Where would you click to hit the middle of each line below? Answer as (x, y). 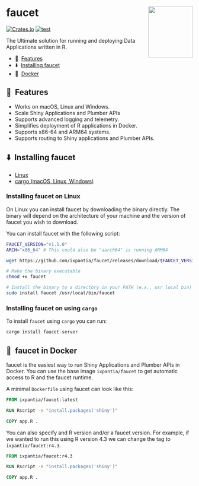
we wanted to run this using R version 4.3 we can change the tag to (88, 439)
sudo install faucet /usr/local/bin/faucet (61, 293)
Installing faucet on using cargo (52, 308)
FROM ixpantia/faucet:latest (42, 400)
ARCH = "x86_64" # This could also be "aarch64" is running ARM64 (87, 250)
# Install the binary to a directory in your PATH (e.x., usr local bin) (99, 288)
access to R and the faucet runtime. (50, 377)
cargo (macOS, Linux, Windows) (54, 181)
